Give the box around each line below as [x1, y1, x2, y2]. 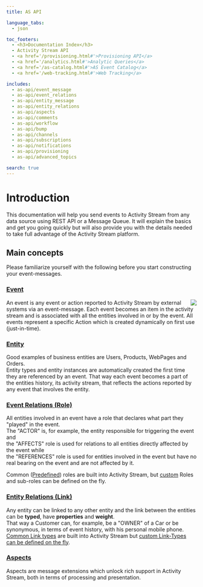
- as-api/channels [11, 131, 59, 138]
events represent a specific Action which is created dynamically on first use [6, 318, 195, 325]
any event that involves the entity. [6, 385, 90, 393]
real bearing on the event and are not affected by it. [6, 459, 135, 467]
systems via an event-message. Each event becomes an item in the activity [6, 305, 193, 313]
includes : [6, 81, 31, 87]
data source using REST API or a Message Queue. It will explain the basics [6, 217, 192, 224]
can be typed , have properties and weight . [6, 513, 115, 520]
